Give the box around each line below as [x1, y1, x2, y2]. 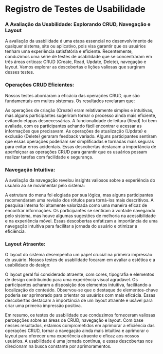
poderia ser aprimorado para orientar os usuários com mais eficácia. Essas [5, 292, 156, 298]
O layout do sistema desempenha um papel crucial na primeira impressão [5, 252, 152, 258]
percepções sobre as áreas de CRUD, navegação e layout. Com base [5, 317, 144, 323]
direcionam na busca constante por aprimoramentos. [5, 343, 112, 349]
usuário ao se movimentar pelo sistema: [5, 182, 85, 189]
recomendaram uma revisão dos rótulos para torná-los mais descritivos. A [5, 197, 154, 203]
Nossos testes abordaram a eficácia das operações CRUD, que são [5, 92, 140, 98]
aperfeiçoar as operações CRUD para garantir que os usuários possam [5, 149, 147, 155]
